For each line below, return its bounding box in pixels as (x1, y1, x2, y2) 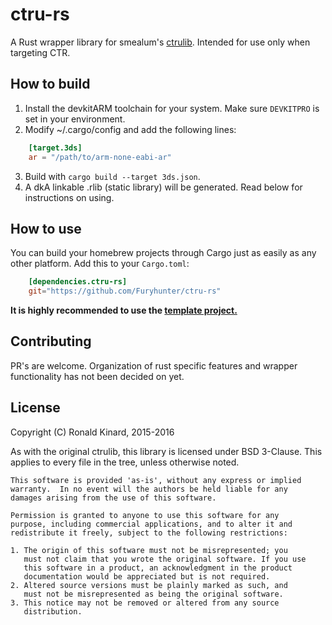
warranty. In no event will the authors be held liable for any (10, 484, 288, 494)
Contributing (10, 333, 92, 350)
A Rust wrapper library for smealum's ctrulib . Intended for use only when (10, 36, 311, 48)
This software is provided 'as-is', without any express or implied (10, 475, 302, 485)
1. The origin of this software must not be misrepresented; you (10, 545, 288, 555)
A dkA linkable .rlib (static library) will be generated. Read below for (24, 181, 303, 193)
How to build (10, 76, 91, 93)
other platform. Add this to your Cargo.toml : (10, 258, 190, 270)
